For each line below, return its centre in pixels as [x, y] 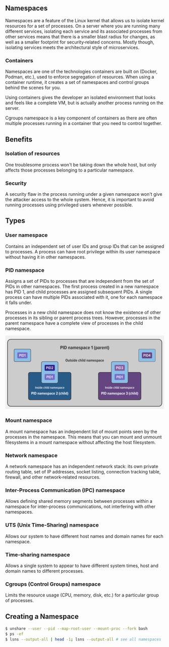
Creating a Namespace [42, 616]
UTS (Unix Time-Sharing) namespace [52, 525]
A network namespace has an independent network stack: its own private [82, 466]
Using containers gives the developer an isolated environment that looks [80, 98]
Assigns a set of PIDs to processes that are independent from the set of [80, 281]
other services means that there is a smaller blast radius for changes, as [80, 36]
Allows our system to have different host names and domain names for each [84, 536]
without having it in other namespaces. [46, 257]
